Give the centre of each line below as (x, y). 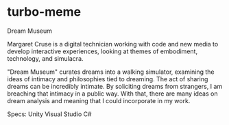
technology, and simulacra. (45, 58)
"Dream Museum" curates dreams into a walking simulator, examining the (111, 72)
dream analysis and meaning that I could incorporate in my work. (99, 100)
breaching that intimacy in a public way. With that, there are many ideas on (112, 94)
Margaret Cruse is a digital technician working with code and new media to (113, 44)
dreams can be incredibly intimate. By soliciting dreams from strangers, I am (115, 86)
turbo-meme (44, 12)
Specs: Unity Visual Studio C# (49, 114)
